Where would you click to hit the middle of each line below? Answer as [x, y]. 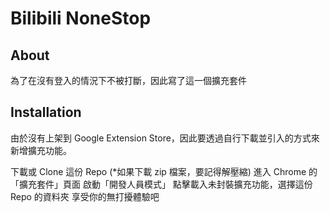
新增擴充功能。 [41, 150]
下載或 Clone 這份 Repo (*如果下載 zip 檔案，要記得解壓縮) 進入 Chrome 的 [164, 171]
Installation [46, 112]
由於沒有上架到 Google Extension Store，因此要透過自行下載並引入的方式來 [165, 138]
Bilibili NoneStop [81, 18]
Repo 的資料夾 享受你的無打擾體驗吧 [85, 196]
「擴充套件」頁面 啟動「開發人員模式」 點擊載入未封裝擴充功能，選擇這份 [161, 184]
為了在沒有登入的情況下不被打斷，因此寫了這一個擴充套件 [128, 80]
